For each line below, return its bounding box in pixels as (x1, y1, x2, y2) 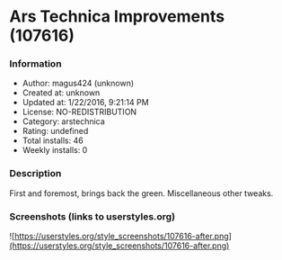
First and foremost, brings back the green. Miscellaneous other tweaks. (9, 187, 274, 199)
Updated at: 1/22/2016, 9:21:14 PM (22, 97, 150, 108)
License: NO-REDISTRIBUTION (22, 106, 137, 118)
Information (9, 58, 62, 70)
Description (9, 167, 62, 180)
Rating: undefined (22, 126, 89, 137)
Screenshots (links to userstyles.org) (9, 210, 176, 222)
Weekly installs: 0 (22, 145, 88, 156)
